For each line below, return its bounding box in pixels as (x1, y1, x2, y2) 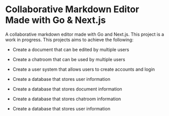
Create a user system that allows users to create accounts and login (12, 66, 155, 72)
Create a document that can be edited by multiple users (12, 46, 129, 52)
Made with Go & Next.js (5, 14, 106, 26)
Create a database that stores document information (12, 85, 123, 92)
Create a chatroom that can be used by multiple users (12, 56, 125, 62)
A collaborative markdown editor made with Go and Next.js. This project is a (5, 31, 164, 37)
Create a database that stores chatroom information (12, 96, 121, 102)
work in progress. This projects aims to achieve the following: (5, 37, 133, 43)
